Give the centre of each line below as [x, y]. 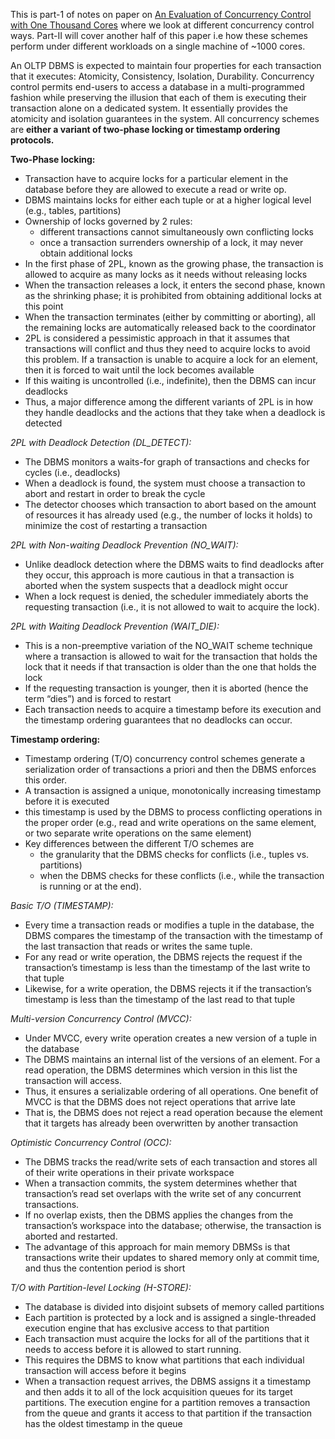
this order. [45, 780]
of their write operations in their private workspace [129, 1172]
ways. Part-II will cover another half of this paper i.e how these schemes [159, 35]
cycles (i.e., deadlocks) [72, 472]
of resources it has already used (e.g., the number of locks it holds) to [168, 515]
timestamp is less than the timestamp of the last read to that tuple [160, 999]
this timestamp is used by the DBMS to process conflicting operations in [173, 812]
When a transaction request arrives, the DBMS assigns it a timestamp [168, 1381]
